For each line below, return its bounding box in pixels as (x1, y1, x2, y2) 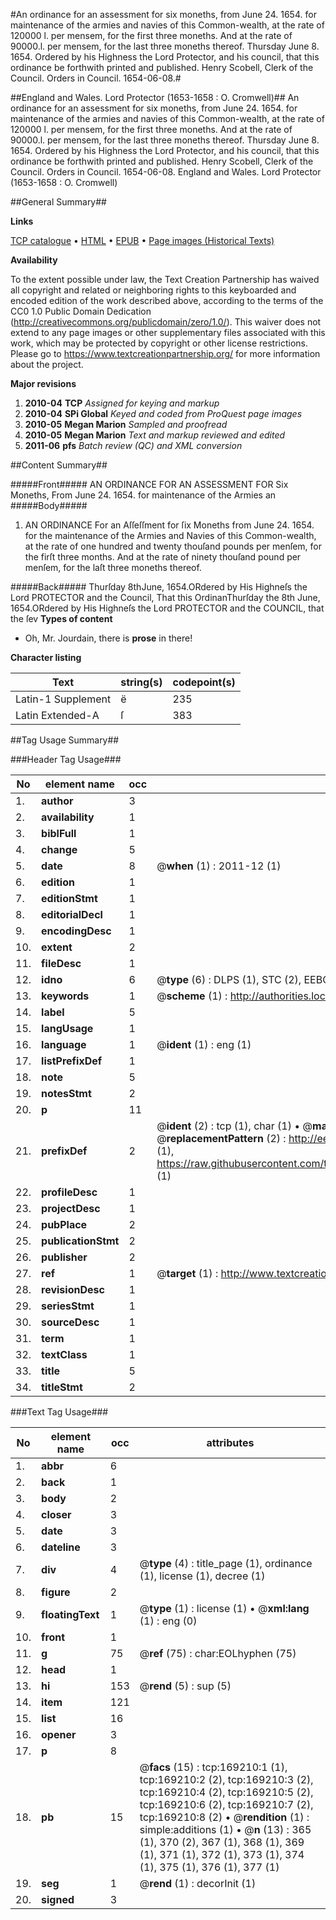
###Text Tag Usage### (10, 1406, 109, 1418)
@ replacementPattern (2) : (156, 1132, 287, 1145)
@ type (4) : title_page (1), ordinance (139, 1557, 313, 1570)
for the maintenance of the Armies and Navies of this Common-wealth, (24, 530, 317, 541)
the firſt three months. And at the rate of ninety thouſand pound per (24, 551, 302, 563)
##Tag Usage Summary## (10, 734, 120, 746)
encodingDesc (41, 924, 112, 938)
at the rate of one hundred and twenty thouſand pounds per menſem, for (24, 540, 323, 552)
